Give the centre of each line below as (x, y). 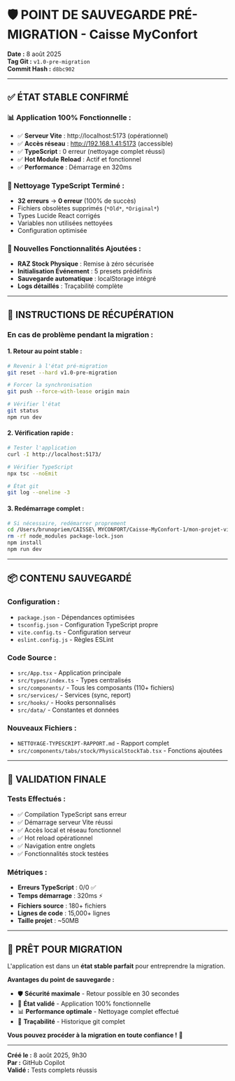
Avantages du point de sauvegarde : (61, 979)
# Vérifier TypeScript (40, 467)
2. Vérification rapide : (40, 433)
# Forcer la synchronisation (50, 385)
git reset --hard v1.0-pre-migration (62, 373)
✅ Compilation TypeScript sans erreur (72, 814)
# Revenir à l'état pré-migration (58, 366)
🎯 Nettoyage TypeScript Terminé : (66, 185)
